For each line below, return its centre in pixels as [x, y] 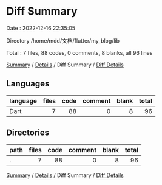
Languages [28, 84]
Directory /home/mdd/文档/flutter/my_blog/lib [63, 40]
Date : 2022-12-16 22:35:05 [41, 28]
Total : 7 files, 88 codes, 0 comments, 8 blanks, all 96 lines [79, 52]
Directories [28, 133]
